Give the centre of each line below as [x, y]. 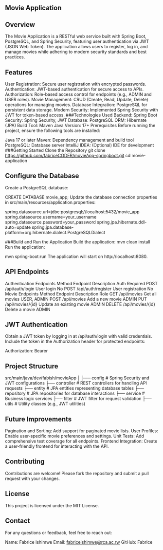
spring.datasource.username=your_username [51, 217]
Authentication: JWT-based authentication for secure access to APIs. [74, 89]
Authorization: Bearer [26, 351]
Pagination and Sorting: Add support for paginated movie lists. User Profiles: [81, 431]
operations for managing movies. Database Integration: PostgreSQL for [76, 105]
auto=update [18, 227]
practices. [15, 57]
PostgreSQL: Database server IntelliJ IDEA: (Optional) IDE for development [80, 145]
